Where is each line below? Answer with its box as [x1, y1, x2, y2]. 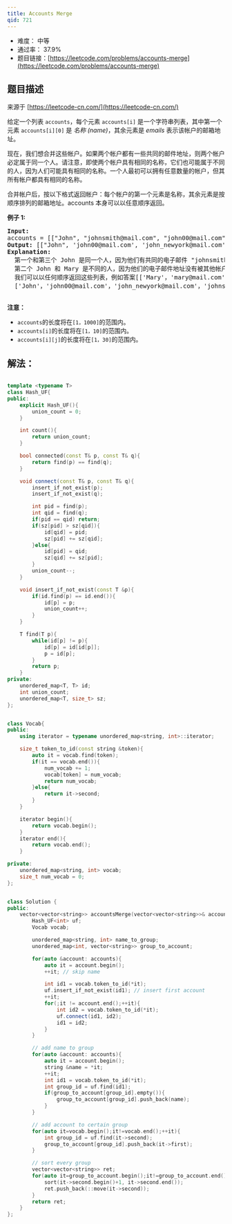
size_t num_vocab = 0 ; [19, 873, 85, 880]
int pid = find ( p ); [32, 503, 88, 510]
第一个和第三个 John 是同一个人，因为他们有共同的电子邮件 [14, 257, 188, 264]
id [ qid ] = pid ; [43, 528, 88, 536]
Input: [7, 228, 30, 235]
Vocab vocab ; [32, 924, 70, 931]
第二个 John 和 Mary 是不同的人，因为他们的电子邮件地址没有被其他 [14, 265, 216, 273]
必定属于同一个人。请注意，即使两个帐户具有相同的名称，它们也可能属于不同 [7, 158, 225, 167]
